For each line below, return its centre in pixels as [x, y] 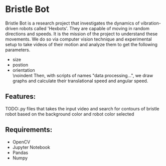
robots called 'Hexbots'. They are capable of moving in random [84, 28]
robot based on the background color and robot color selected [70, 114]
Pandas [20, 152]
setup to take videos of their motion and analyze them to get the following [81, 44]
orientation [24, 70]
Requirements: [29, 130]
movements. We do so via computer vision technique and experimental [78, 39]
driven [12, 28]
